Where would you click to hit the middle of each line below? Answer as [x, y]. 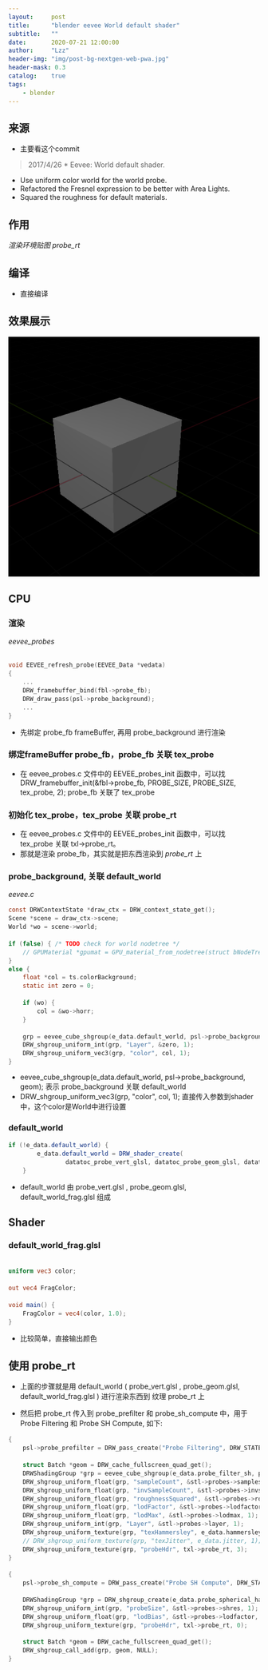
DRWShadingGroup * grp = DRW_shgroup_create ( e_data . [110, 1600]
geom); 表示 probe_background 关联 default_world [103, 1086]
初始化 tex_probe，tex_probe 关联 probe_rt [93, 815]
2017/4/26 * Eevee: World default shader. [96, 165]
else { [19, 969]
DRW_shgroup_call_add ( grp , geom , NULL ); [91, 1651]
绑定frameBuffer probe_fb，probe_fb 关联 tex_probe [111, 755]
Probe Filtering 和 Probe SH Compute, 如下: [91, 1424]
